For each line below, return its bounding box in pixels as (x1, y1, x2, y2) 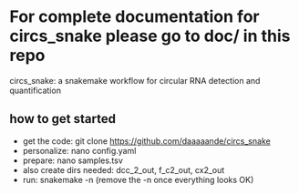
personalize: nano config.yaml (22, 145, 137, 156)
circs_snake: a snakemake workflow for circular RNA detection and (9, 75, 261, 86)
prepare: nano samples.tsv (22, 155, 123, 166)
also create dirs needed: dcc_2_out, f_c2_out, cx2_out (22, 164, 225, 175)
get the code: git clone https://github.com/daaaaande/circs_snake (22, 135, 271, 147)
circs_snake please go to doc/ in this (9, 26, 291, 46)
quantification (9, 85, 62, 96)
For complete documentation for (9, 6, 260, 27)
